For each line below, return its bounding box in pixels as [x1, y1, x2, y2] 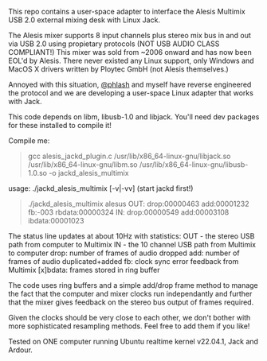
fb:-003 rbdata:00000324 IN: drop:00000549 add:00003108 [27, 208, 230, 217]
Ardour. [8, 345, 33, 355]
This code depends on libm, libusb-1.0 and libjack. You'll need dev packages [8, 112, 260, 122]
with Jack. [8, 97, 42, 106]
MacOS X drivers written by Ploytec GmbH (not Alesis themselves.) [8, 64, 229, 74]
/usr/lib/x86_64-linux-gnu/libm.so [27, 160, 138, 169]
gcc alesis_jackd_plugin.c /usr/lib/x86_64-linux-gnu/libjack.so [27, 151, 231, 161]
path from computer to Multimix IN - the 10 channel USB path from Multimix [8, 240, 257, 249]
